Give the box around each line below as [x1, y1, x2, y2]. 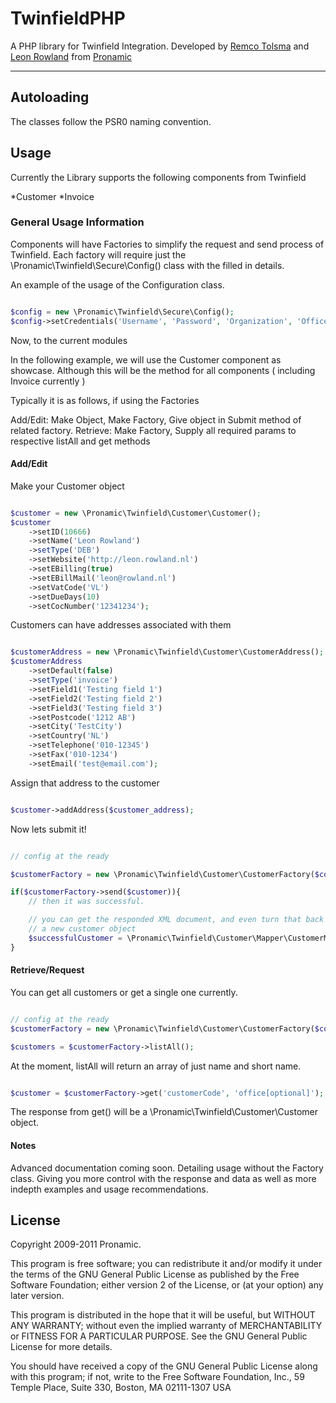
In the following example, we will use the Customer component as [10, 353, 282, 366]
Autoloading [10, 89, 90, 106]
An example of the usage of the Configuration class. [10, 278, 225, 291]
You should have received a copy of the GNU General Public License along [10, 1360, 318, 1372]
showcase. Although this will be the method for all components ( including [10, 364, 316, 376]
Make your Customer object [10, 480, 125, 492]
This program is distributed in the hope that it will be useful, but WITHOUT [10, 1309, 316, 1321]
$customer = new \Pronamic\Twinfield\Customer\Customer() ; [10, 508, 262, 518]
